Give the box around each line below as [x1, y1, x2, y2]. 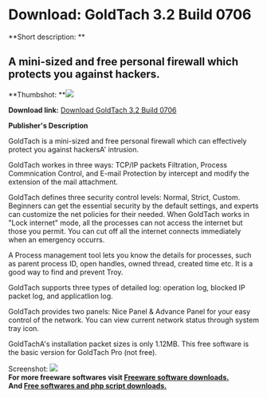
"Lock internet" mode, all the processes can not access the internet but [8, 218, 243, 227]
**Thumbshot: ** [8, 89, 66, 99]
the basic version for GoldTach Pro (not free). [8, 347, 158, 357]
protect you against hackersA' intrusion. [8, 144, 139, 154]
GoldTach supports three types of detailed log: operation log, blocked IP [8, 282, 245, 292]
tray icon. [8, 323, 40, 333]
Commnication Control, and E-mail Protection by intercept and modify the [8, 168, 249, 178]
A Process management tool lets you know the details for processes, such [8, 250, 252, 260]
